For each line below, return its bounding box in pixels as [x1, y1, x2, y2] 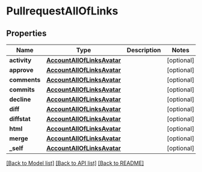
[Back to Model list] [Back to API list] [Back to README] [6, 159, 144, 167]
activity [9, 56, 32, 64]
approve [9, 66, 34, 74]
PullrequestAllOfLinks [6, 4, 118, 18]
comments [9, 76, 41, 84]
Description [126, 46, 161, 54]
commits [9, 85, 35, 94]
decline [9, 95, 31, 103]
